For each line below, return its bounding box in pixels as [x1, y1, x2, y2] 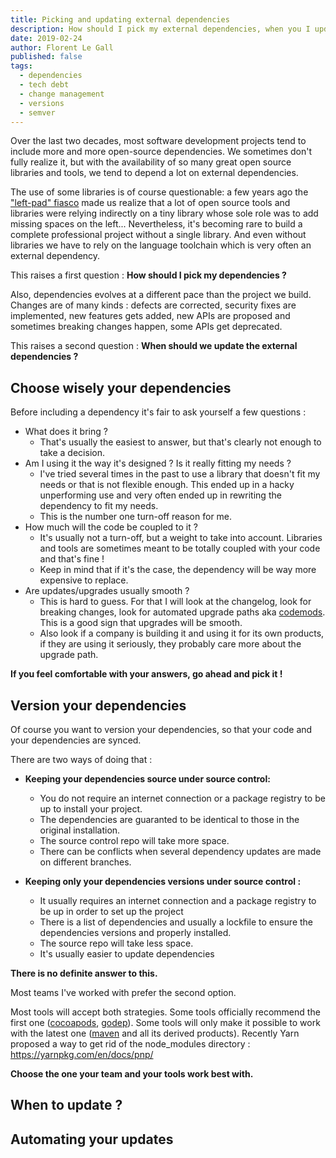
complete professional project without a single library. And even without [10, 229, 307, 241]
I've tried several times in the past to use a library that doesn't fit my [39, 468, 321, 480]
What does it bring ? [24, 426, 108, 438]
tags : [10, 61, 33, 71]
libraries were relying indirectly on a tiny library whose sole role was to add [10, 207, 319, 220]
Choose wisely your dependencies [10, 379, 232, 396]
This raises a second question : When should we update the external [10, 340, 298, 352]
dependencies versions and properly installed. [39, 927, 232, 938]
